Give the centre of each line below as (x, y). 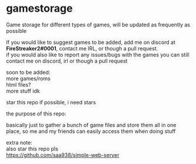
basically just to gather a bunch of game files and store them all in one (91, 125)
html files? (19, 84)
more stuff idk (23, 91)
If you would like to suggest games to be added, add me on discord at (91, 42)
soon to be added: (28, 72)
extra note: (19, 142)
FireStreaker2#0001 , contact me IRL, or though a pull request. (82, 48)
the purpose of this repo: (36, 114)
